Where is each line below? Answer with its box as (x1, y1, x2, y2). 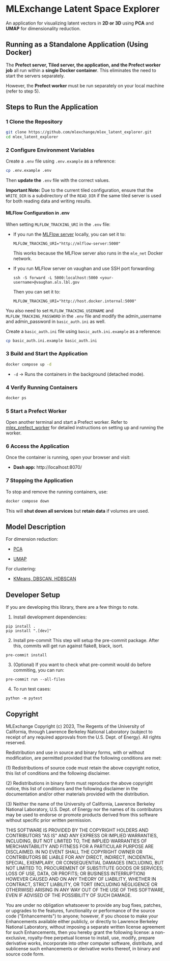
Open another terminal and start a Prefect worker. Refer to (6, 419, 128, 425)
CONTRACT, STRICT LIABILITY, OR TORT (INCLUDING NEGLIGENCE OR (6, 881, 158, 887)
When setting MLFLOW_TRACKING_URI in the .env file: (6, 221, 111, 227)
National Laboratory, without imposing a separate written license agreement (6, 924, 165, 930)
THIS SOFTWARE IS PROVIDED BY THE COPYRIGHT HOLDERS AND (6, 827, 149, 833)
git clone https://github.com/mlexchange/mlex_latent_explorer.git (6, 130, 152, 135)
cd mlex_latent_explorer (6, 134, 59, 140)
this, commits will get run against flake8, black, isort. (13, 643, 124, 649)
